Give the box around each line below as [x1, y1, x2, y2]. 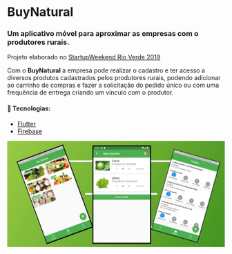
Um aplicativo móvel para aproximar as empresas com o [7, 29, 199, 39]
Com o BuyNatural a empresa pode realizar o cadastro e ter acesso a [7, 66, 206, 75]
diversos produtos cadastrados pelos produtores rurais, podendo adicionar [7, 74, 221, 82]
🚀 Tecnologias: [7, 104, 51, 113]
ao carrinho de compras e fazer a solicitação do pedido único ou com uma [7, 81, 220, 90]
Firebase [17, 127, 43, 135]
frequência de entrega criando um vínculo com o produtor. [7, 88, 174, 97]
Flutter [17, 119, 37, 128]
